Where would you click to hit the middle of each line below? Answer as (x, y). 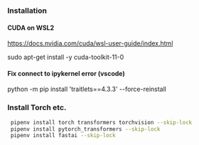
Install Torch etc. (37, 107)
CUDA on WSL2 (31, 28)
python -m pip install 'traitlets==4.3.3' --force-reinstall (87, 89)
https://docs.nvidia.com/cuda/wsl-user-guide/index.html (90, 43)
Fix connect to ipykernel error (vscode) (66, 73)
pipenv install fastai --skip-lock (63, 136)
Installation (27, 11)
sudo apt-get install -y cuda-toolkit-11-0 (66, 57)
